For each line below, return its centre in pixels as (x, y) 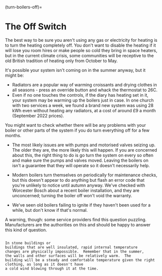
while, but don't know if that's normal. (50, 210)
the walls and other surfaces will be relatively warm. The (68, 256)
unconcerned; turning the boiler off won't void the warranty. (72, 195)
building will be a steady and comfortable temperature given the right (80, 260)
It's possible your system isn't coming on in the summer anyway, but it (75, 70)
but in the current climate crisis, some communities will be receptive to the (80, 55)
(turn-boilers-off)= (24, 7)
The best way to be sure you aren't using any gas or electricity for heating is (81, 40)
